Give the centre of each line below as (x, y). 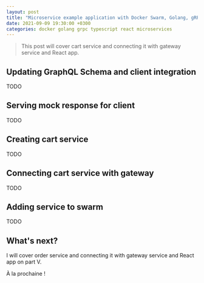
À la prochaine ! (26, 274)
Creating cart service (47, 140)
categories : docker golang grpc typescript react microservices (89, 29)
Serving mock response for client (71, 106)
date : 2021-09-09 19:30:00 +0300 (49, 23)
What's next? (32, 241)
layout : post (23, 12)
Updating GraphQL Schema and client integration (101, 72)
